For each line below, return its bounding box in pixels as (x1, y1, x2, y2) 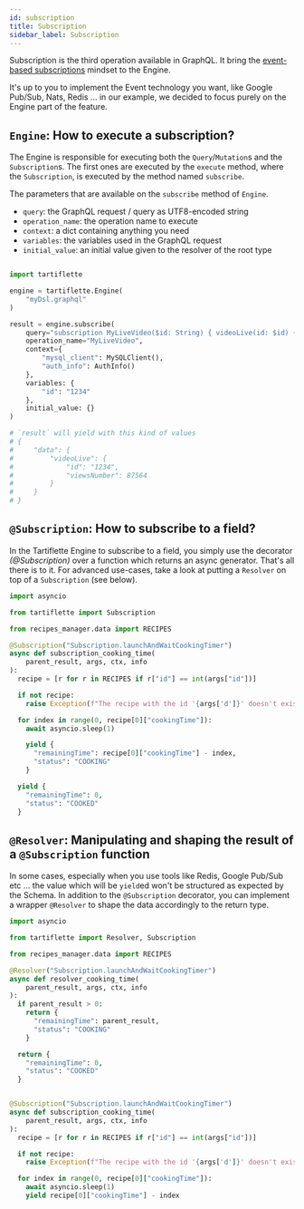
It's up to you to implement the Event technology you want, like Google (9, 82, 273, 93)
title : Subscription (9, 22, 88, 31)
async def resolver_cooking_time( (9, 974, 140, 983)
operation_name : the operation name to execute (22, 216, 199, 227)
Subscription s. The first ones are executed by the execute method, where (9, 161, 284, 172)
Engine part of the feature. (9, 102, 109, 112)
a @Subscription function (9, 846, 151, 862)
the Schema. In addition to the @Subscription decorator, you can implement (9, 890, 290, 901)
